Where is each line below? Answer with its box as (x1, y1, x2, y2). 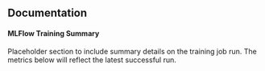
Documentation (7, 6, 88, 20)
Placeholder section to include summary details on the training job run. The (7, 46, 257, 56)
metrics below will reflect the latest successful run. (7, 55, 176, 65)
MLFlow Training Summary (7, 28, 100, 38)
